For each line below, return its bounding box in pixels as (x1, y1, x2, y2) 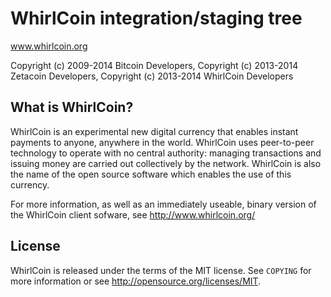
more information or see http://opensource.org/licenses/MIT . (10, 275, 262, 287)
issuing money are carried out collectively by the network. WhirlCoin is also (10, 157, 322, 169)
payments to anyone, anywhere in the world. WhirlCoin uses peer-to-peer (10, 136, 315, 148)
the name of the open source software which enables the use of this (10, 168, 292, 180)
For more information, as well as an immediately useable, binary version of (10, 198, 317, 210)
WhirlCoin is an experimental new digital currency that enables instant (10, 125, 299, 137)
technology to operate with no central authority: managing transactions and (10, 147, 322, 159)
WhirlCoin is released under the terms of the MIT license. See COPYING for (10, 264, 312, 276)
